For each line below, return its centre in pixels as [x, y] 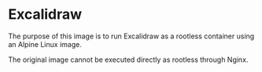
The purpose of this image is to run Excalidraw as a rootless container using [131, 36]
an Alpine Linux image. [45, 44]
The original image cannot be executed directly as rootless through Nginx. [128, 59]
